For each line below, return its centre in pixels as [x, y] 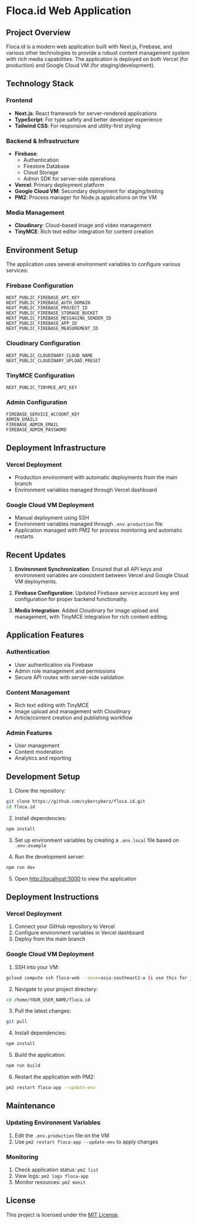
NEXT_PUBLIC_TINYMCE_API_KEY [42, 387]
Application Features [45, 635]
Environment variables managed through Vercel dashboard [86, 490]
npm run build [23, 1066]
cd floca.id [21, 807]
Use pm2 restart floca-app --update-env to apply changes [86, 1142]
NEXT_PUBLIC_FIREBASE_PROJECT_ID [47, 308]
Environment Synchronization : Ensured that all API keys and [88, 569]
